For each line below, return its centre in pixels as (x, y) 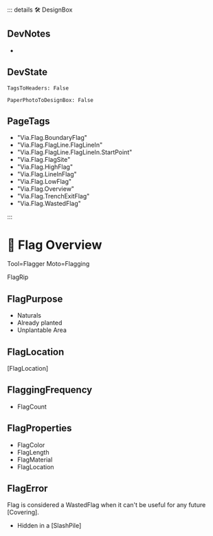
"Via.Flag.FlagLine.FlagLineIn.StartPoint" (75, 152)
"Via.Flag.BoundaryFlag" (52, 138)
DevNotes (29, 34)
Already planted (40, 323)
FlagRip (18, 277)
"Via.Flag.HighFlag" (45, 167)
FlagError (27, 489)
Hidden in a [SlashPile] (49, 526)
